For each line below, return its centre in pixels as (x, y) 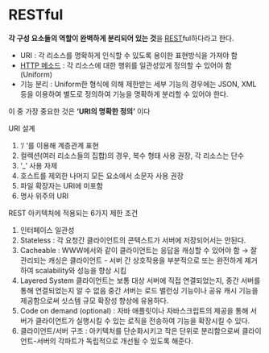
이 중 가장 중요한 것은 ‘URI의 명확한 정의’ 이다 (79, 111)
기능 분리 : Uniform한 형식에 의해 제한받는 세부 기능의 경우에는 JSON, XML (138, 84)
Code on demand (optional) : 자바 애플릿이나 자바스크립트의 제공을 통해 (134, 310)
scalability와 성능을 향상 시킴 (81, 270)
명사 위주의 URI (44, 196)
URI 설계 (22, 128)
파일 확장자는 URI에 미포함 (61, 185)
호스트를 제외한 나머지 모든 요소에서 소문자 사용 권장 (101, 176)
